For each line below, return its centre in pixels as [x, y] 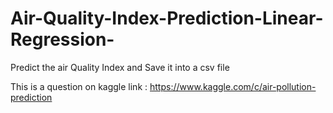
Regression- [62, 39]
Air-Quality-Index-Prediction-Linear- [167, 18]
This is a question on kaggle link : [79, 86]
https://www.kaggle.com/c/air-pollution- [233, 86]
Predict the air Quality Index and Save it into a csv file [120, 67]
